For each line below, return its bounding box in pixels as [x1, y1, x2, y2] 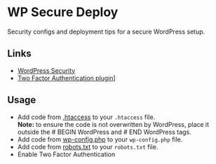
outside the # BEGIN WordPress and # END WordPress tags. [17, 128, 191, 136]
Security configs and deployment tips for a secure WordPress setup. [7, 27, 205, 36]
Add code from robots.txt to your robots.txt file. [17, 142, 158, 151]
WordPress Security [17, 66, 76, 74]
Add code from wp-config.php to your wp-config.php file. [17, 135, 183, 144]
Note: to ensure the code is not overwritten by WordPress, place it [17, 120, 209, 128]
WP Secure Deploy [7, 4, 119, 20]
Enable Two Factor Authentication [17, 150, 116, 158]
